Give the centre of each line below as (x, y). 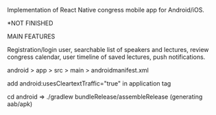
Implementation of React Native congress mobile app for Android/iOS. (106, 10)
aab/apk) (20, 104)
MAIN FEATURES (31, 36)
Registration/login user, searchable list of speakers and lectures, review (108, 50)
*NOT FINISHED (30, 23)
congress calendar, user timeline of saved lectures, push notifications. (106, 57)
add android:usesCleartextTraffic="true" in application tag (89, 84)
